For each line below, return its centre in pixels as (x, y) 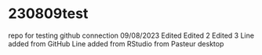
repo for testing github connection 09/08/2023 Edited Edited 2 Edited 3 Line (131, 35)
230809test (48, 14)
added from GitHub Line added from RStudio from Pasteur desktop (116, 43)
